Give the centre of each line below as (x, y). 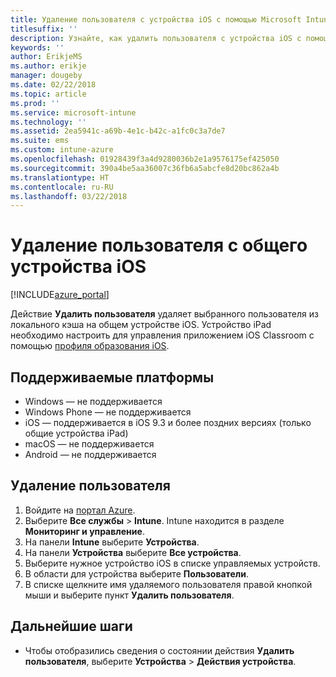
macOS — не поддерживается (89, 444)
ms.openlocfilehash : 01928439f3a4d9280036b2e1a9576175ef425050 (145, 159)
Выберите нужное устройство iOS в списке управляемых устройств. (172, 563)
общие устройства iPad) (76, 433)
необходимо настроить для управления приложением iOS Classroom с (162, 335)
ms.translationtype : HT (60, 177)
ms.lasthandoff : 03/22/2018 (69, 196)
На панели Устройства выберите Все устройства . (133, 552)
